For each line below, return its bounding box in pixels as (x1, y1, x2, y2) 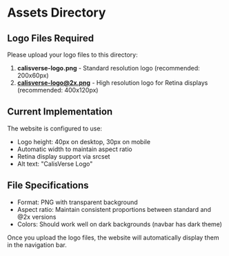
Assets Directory (7, 5, 106, 21)
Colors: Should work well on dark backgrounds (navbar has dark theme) (17, 219, 223, 228)
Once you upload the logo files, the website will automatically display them (7, 233, 219, 242)
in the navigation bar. (7, 240, 67, 249)
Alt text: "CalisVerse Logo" (17, 159, 93, 168)
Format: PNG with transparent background (17, 198, 138, 206)
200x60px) (17, 71, 50, 79)
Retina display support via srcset (17, 152, 110, 160)
